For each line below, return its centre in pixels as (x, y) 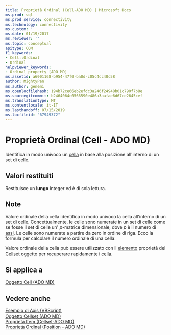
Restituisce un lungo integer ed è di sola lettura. (56, 188)
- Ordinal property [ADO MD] (36, 72)
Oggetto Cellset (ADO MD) (33, 316)
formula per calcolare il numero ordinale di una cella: (60, 238)
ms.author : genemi (25, 86)
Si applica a (24, 270)
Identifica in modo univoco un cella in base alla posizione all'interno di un (82, 154)
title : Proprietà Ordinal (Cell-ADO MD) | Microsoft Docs (68, 10)
